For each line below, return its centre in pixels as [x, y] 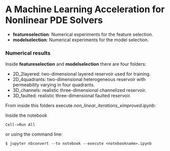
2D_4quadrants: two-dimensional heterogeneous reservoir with [79, 80]
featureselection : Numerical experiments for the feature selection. [83, 34]
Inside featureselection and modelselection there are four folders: [76, 64]
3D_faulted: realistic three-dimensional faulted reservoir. [72, 96]
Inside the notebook [26, 115]
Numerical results [28, 53]
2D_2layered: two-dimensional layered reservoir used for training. [82, 74]
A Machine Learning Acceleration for [85, 9]
